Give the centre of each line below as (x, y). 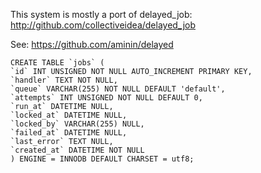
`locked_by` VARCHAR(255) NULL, (77, 124)
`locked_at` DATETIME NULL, (69, 115)
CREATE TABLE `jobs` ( (57, 63)
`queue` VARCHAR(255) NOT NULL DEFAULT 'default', (118, 89)
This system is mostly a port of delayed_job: (101, 14)
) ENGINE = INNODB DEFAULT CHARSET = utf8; (102, 159)
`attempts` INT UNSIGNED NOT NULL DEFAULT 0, (106, 98)
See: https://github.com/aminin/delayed (92, 44)
